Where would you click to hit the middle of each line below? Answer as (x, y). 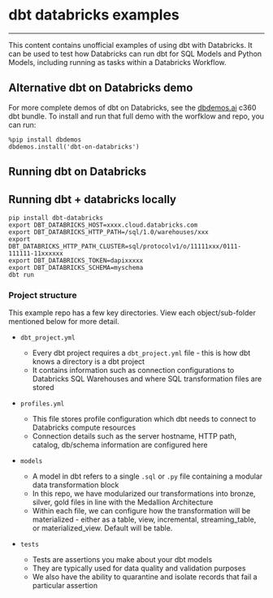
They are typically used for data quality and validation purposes (139, 568)
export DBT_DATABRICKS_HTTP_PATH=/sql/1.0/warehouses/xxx (108, 232)
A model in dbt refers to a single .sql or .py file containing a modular (147, 476)
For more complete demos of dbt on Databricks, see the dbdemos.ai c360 (132, 107)
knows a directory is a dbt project (88, 362)
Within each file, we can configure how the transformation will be (141, 511)
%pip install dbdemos (45, 140)
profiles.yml (42, 404)
